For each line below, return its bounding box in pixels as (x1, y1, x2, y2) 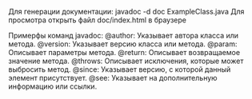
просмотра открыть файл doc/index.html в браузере (8, 15, 186, 25)
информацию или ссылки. (8, 81, 98, 91)
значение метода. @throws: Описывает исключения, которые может (8, 56, 244, 65)
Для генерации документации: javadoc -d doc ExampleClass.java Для (8, 7, 245, 16)
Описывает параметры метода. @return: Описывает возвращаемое (8, 48, 241, 57)
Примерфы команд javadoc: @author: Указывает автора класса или (8, 31, 238, 40)
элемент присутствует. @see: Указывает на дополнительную (8, 73, 218, 82)
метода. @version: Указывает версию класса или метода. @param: (8, 39, 238, 49)
